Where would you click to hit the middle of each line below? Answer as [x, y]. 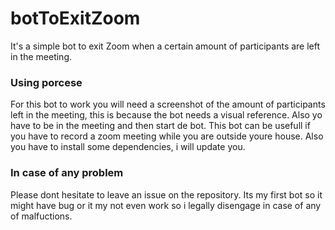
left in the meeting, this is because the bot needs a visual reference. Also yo [166, 115]
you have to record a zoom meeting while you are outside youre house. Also [167, 136]
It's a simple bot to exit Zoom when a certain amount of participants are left [165, 46]
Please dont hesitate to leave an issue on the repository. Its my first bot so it [166, 194]
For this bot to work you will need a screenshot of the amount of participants [168, 104]
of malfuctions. [41, 216]
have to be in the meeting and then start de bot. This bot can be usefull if [160, 126]
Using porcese [46, 82]
